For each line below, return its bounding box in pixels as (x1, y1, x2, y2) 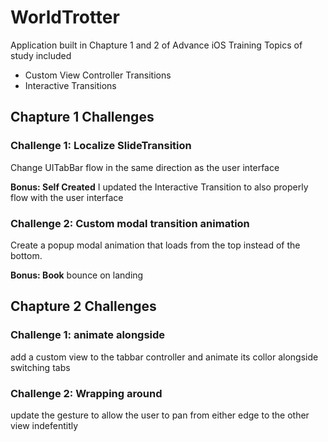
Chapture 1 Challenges (10, 109, 155, 126)
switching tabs (10, 361, 71, 373)
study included (10, 49, 72, 61)
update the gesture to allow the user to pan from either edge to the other (10, 409, 310, 421)
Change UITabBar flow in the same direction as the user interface (10, 161, 280, 173)
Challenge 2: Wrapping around (10, 386, 163, 400)
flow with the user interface (10, 191, 124, 203)
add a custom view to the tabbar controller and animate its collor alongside (10, 351, 319, 363)
